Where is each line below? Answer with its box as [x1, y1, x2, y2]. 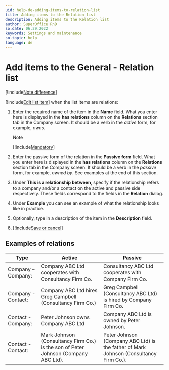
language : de [5, 40, 33, 45]
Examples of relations [5, 239, 75, 248]
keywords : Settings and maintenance [5, 31, 82, 36]
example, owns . [12, 124, 45, 131]
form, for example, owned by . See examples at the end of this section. [12, 169, 158, 176]
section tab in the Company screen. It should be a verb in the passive [12, 164, 157, 170]
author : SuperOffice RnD [5, 21, 57, 27]
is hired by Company [103, 296, 152, 303]
